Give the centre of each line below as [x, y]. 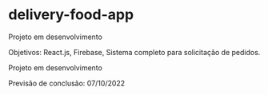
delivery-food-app [71, 15]
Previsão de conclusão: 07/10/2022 [67, 83]
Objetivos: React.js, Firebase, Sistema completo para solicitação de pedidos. [134, 52]
